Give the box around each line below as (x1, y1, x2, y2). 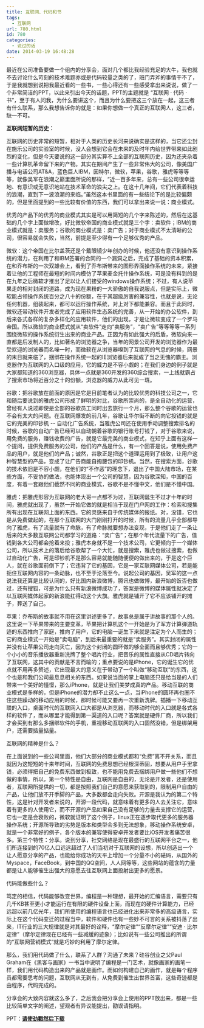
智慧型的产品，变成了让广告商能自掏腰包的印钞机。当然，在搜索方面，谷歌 (11, 457, 198, 465)
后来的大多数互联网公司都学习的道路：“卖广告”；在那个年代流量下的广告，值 (6, 531, 197, 538)
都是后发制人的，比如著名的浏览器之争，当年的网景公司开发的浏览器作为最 (11, 338, 198, 346)
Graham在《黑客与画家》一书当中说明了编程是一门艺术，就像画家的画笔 (6, 959, 186, 966)
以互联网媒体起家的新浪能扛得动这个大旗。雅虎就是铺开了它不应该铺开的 (6, 592, 187, 599)
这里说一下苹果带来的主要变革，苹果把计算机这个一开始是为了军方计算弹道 (6, 620, 192, 627)
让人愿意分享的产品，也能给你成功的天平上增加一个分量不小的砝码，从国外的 (6, 851, 198, 858)
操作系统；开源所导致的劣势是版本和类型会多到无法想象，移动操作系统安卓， (6, 821, 198, 828)
